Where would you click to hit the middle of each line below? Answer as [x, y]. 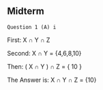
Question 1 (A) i [32, 27]
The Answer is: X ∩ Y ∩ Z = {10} [52, 80]
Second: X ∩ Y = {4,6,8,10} [44, 53]
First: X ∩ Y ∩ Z [29, 40]
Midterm [26, 11]
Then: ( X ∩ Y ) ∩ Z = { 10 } [45, 66]
